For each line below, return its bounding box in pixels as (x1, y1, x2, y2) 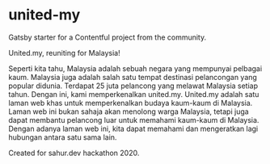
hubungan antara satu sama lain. (8, 132, 117, 142)
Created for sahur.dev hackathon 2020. (8, 148, 140, 158)
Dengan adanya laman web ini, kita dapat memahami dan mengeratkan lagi (8, 124, 259, 133)
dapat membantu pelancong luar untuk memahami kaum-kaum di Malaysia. (8, 115, 259, 124)
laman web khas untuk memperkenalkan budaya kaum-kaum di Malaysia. (8, 98, 253, 107)
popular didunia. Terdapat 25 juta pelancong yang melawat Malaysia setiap (8, 81, 259, 90)
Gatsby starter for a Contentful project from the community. (8, 32, 207, 42)
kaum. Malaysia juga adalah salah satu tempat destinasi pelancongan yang (8, 72, 257, 82)
